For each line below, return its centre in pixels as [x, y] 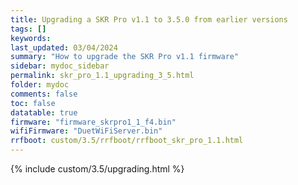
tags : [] [28, 29]
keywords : [31, 38]
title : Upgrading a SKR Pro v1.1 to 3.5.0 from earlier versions [149, 19]
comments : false [44, 94]
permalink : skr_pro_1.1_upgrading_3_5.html [102, 76]
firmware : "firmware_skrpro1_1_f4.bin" [93, 122]
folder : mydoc [40, 85]
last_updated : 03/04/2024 [64, 47]
